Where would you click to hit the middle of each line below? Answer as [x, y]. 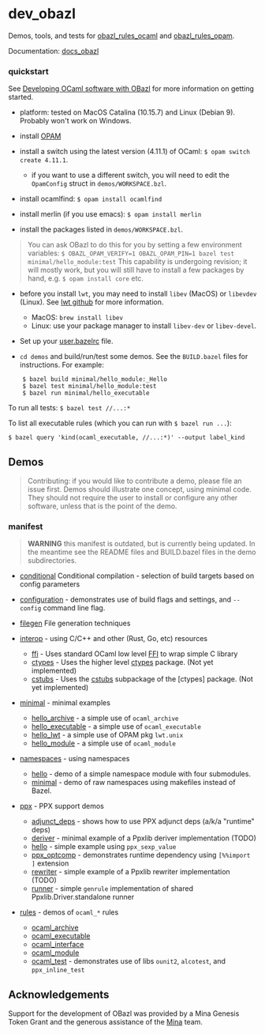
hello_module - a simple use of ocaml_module [103, 743]
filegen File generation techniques [75, 623]
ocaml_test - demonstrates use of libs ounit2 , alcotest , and [129, 961]
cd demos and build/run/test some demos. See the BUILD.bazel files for [134, 357]
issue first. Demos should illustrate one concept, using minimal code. [140, 489]
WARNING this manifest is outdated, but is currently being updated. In [141, 544]
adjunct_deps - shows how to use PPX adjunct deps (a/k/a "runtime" [143, 821]
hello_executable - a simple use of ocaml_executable [116, 726]
